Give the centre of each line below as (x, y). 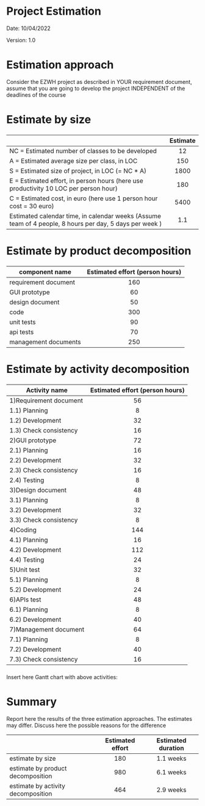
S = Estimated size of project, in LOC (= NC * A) (78, 171)
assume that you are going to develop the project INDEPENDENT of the (96, 88)
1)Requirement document (46, 401)
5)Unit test (25, 570)
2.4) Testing (27, 480)
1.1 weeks (171, 759)
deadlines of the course (36, 95)
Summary (31, 702)
